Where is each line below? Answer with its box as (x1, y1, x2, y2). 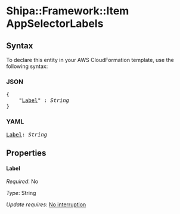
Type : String (6, 190, 36, 197)
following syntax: (6, 63, 48, 70)
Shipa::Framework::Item (6, 4, 129, 18)
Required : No (6, 178, 39, 185)
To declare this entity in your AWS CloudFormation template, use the (6, 57, 174, 63)
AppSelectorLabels (6, 17, 104, 30)
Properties (6, 148, 46, 158)
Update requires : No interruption (6, 201, 86, 208)
